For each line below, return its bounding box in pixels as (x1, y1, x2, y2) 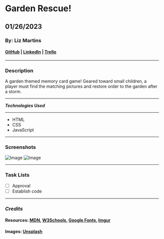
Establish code (12, 188, 42, 194)
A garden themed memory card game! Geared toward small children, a (5, 79, 147, 84)
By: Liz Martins (5, 37, 41, 44)
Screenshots (5, 143, 36, 150)
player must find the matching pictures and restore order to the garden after (5, 83, 158, 89)
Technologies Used (5, 103, 45, 108)
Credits (5, 205, 23, 212)
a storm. (5, 89, 22, 94)
